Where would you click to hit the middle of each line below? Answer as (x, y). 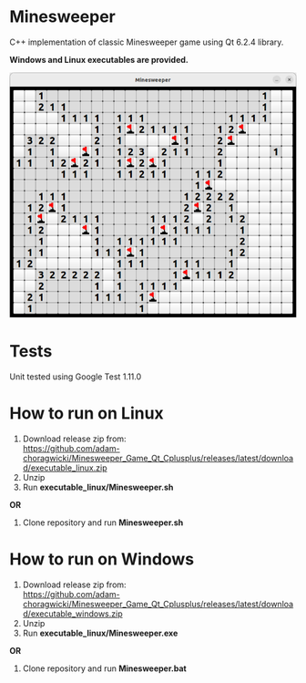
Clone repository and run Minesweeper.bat (104, 668)
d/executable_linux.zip (65, 468)
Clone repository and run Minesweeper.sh (103, 523)
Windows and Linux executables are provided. (99, 59)
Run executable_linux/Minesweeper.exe (100, 633)
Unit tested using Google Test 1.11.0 (76, 377)
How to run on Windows (102, 559)
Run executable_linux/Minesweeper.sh (98, 487)
